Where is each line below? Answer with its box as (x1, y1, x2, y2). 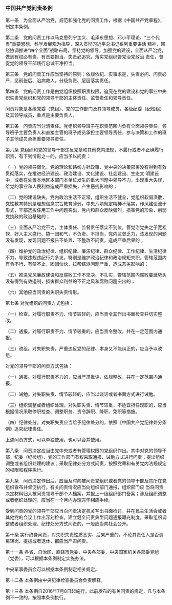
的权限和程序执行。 (5, 467, 46, 473)
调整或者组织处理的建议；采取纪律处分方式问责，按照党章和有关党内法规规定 (5, 460, 167, 466)
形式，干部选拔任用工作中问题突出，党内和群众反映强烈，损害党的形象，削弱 (5, 207, 167, 213)
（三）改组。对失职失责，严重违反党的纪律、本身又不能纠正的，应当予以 (5, 345, 158, 352)
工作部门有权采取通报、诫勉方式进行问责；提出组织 (56, 454, 165, 460)
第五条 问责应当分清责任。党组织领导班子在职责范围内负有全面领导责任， (5, 123, 162, 129)
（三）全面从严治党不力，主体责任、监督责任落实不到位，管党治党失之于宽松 (5, 224, 167, 230)
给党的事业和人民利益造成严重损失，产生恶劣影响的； (5, 183, 118, 189)
